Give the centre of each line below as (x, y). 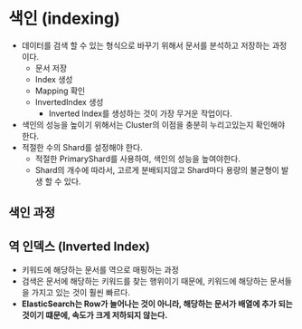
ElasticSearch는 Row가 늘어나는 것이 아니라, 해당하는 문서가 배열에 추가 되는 (157, 304)
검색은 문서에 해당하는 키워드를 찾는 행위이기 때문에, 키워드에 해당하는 (145, 281)
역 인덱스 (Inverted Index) (80, 246)
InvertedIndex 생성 (69, 102)
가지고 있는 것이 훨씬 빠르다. (80, 293)
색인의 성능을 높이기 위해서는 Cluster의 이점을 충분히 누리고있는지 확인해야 (153, 124)
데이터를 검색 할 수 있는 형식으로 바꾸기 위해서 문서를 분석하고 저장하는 (146, 45)
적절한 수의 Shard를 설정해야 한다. (82, 147)
